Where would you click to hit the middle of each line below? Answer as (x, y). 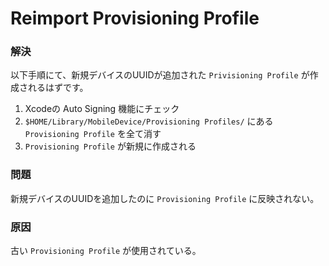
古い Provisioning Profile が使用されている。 (106, 251)
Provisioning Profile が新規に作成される (110, 146)
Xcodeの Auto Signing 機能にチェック (102, 109)
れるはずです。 (58, 88)
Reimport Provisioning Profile (135, 18)
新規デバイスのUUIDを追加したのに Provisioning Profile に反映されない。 (165, 198)
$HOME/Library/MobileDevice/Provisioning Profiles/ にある (149, 121)
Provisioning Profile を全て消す (93, 134)
